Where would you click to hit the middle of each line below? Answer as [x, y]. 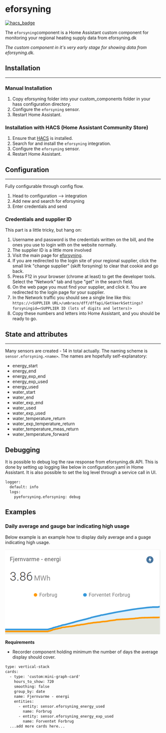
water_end [23, 397]
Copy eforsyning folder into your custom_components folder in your [81, 99]
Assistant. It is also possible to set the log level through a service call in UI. [81, 473]
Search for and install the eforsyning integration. [62, 144]
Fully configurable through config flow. [44, 186]
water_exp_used [29, 413]
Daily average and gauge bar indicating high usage [67, 526]
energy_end [24, 371]
